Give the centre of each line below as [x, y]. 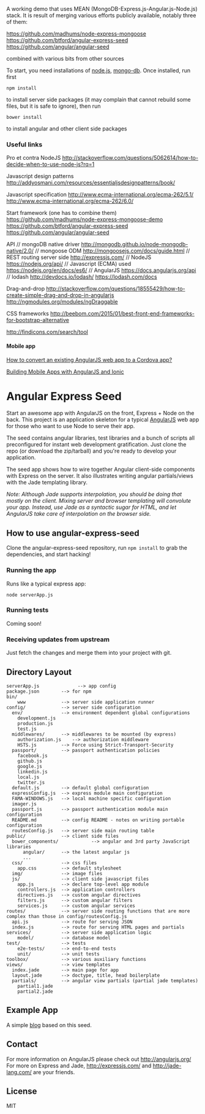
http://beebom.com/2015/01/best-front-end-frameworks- [122, 314]
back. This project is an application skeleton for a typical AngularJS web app [103, 420]
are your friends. [54, 1072]
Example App [32, 1010]
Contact [22, 1044]
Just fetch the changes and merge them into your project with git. [89, 653]
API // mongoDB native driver [43, 244]
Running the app [32, 570]
